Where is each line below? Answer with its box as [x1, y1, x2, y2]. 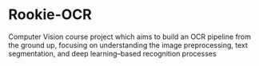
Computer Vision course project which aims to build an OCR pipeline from [8, 32, 252, 41]
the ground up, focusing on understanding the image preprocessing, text [8, 40, 248, 49]
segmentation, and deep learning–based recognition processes [8, 49, 217, 58]
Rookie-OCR [8, 6, 92, 24]
